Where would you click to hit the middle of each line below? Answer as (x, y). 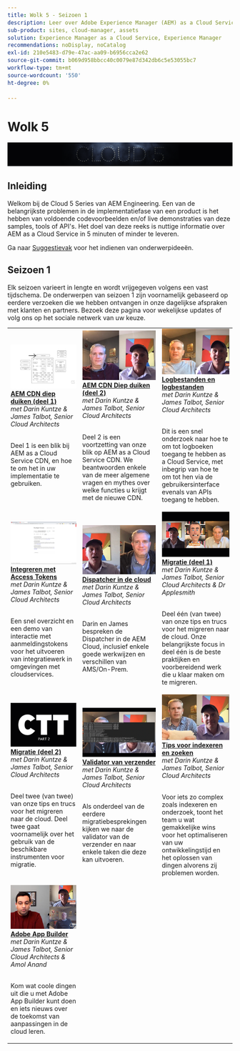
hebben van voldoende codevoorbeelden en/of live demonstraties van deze (119, 219)
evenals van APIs (187, 492)
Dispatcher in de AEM (114, 639)
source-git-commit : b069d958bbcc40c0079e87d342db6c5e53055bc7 (102, 61)
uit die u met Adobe (39, 994)
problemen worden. (190, 872)
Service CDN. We (107, 459)
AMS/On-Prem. (105, 669)
